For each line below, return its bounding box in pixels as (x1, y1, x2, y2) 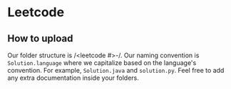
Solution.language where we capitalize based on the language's (7, 59, 197, 67)
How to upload (7, 32, 73, 44)
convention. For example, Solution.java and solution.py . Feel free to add (7, 66, 225, 74)
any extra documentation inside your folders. (7, 73, 139, 82)
